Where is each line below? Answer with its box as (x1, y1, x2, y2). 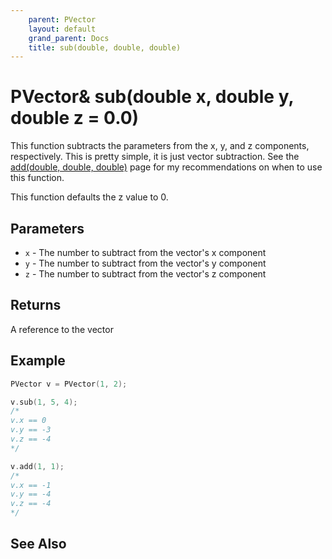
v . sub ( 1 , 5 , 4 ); (10, 397, 78, 407)
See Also (10, 536, 67, 553)
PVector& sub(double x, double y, (10, 86, 294, 108)
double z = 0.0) (10, 107, 140, 130)
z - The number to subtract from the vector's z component (24, 268, 267, 280)
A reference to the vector (10, 323, 114, 335)
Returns (10, 297, 62, 314)
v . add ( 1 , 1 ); (10, 461, 65, 471)
